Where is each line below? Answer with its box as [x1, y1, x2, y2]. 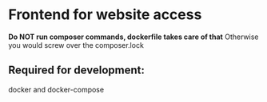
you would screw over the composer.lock [8, 40, 144, 49]
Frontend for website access [8, 6, 202, 24]
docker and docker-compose [8, 84, 105, 94]
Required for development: [8, 64, 145, 77]
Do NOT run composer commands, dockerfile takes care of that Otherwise [8, 32, 259, 41]
